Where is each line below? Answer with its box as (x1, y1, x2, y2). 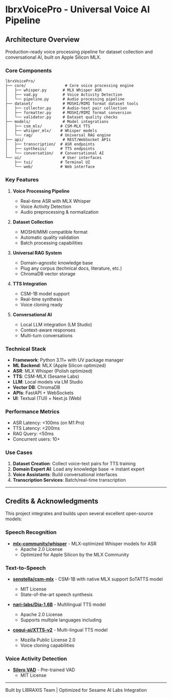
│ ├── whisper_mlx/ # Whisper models (5, 128, 97, 133)
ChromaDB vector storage (20, 270, 76, 276)
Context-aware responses (20, 327, 76, 333)
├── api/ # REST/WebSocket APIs (5, 137, 111, 143)
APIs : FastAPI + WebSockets (12, 390, 74, 396)
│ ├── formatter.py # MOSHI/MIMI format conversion (5, 110, 132, 115)
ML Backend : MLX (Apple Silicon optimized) (12, 362, 106, 369)
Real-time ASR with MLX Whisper (20, 198, 91, 204)
